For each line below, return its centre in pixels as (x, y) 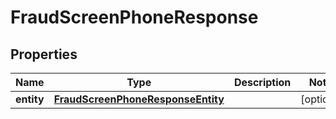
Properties (44, 54)
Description (262, 82)
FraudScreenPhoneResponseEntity (139, 99)
